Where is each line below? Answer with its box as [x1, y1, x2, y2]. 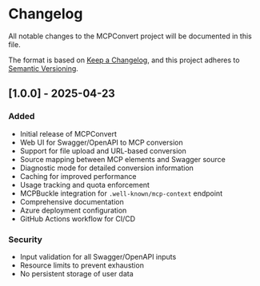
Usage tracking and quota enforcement [19, 180, 150, 189]
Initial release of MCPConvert [19, 129, 118, 138]
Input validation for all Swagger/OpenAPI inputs [19, 252, 177, 261]
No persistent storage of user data [19, 268, 134, 278]
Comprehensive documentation [19, 197, 124, 206]
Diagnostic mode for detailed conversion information [19, 163, 194, 173]
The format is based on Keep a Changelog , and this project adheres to [8, 55, 240, 65]
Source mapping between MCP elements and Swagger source [19, 154, 226, 164]
